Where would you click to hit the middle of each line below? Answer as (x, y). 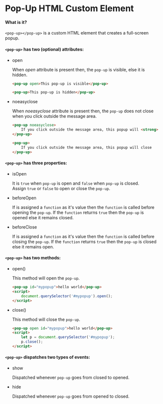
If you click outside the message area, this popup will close (86, 147)
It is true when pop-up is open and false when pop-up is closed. (76, 183)
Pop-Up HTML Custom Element (70, 9)
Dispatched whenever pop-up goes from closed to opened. (71, 378)
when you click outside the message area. (54, 116)
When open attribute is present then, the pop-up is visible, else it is (78, 70)
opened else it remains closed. (43, 217)
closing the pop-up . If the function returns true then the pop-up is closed (84, 242)
